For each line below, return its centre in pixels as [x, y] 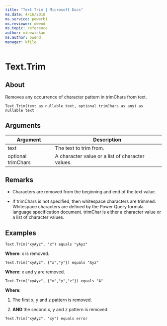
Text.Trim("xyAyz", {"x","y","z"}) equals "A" [54, 281]
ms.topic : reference [27, 28]
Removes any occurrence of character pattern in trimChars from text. [76, 97]
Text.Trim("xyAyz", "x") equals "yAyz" [46, 244]
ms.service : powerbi [27, 19]
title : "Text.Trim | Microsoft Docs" [44, 10]
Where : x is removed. [27, 253]
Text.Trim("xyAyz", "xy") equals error [46, 319]
